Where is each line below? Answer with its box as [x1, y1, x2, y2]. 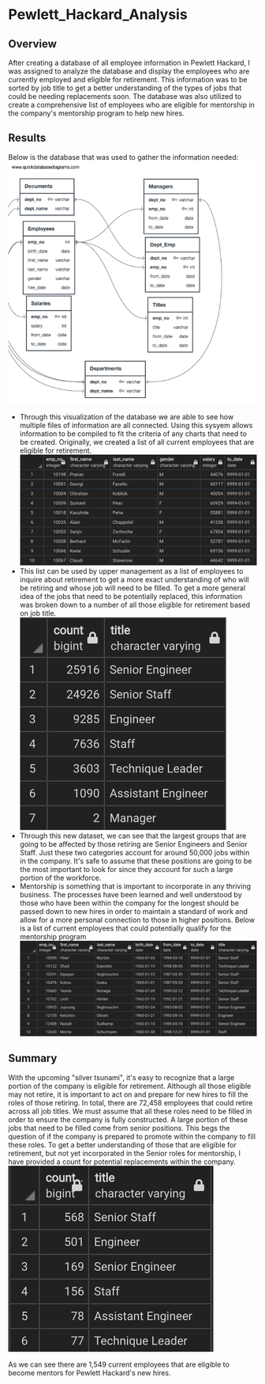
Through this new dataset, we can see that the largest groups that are [19, 831, 247, 840]
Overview [8, 37, 58, 51]
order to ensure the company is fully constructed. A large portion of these [8, 1114, 248, 1124]
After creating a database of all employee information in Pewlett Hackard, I [8, 58, 251, 67]
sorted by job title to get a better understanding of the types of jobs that [8, 83, 242, 93]
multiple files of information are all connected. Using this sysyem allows [19, 420, 253, 430]
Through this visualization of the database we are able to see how [19, 411, 234, 421]
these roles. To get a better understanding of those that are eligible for [8, 1139, 237, 1149]
